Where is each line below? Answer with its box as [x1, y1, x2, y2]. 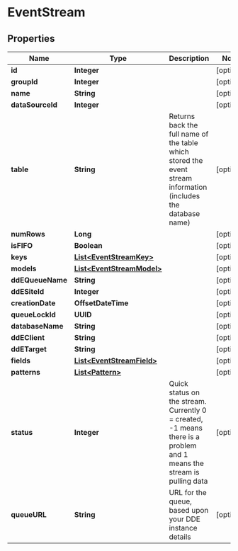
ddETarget [11, 344, 47, 354]
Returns [169, 111, 195, 121]
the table [169, 138, 198, 147]
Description [169, 54, 210, 63]
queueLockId [11, 309, 57, 319]
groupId [11, 77, 38, 86]
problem [169, 441, 197, 450]
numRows [11, 229, 45, 239]
